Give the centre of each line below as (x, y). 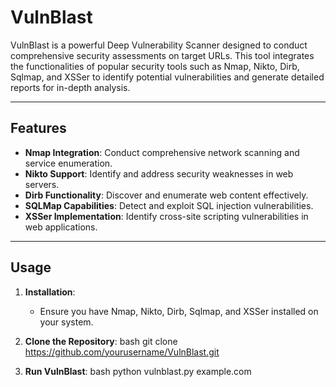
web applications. (61, 227)
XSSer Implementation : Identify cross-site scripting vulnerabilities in (166, 216)
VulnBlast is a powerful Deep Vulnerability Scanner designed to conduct (159, 45)
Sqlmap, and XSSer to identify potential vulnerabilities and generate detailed (167, 77)
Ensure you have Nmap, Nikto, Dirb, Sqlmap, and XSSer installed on (179, 311)
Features (38, 128)
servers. (42, 184)
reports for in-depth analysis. (70, 87)
